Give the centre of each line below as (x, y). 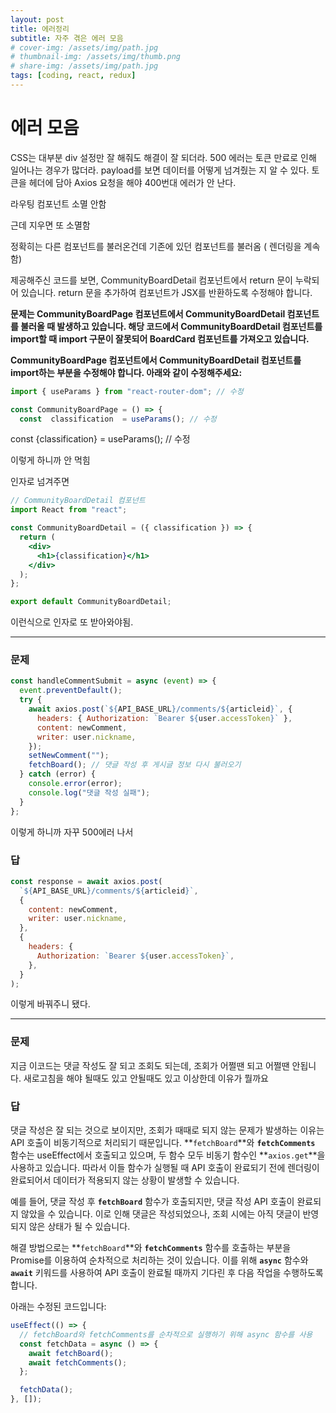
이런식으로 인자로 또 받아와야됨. (72, 622)
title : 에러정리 (40, 29)
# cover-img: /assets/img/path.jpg (84, 47)
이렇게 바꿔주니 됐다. (50, 1004)
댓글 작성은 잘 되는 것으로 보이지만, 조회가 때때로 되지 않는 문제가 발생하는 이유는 (167, 1130)
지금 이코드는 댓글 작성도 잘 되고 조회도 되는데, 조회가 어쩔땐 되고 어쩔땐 (150, 1065)
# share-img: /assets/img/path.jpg (84, 66)
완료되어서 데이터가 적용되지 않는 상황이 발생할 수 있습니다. (125, 1180)
